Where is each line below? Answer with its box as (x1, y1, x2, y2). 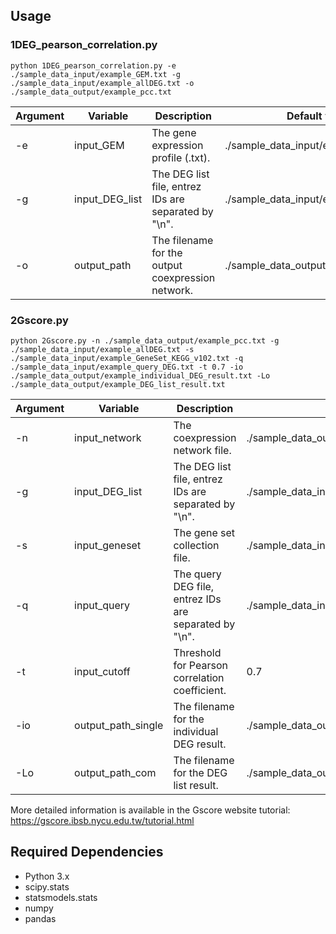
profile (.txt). (151, 150, 211, 164)
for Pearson (173, 658, 228, 672)
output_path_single (74, 718, 164, 732)
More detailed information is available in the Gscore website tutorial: (10, 804, 291, 816)
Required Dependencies (10, 844, 164, 861)
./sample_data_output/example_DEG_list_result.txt (10, 379, 226, 389)
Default (286, 109, 323, 123)
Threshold (173, 645, 222, 659)
